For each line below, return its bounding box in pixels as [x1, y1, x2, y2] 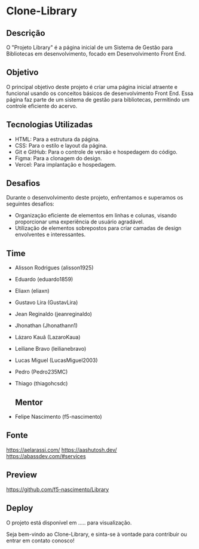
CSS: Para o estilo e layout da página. [14, 142, 108, 149]
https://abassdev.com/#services [6, 452, 86, 459]
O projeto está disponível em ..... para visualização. [6, 519, 132, 526]
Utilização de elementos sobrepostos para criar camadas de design [14, 225, 182, 232]
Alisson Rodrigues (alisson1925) [14, 264, 94, 271]
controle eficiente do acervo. [6, 102, 78, 109]
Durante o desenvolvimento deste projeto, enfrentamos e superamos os [6, 194, 183, 201]
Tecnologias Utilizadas [6, 119, 93, 130]
